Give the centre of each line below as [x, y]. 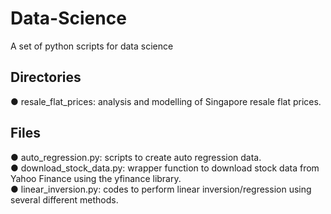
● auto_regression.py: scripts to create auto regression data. [136, 157]
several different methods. [64, 199]
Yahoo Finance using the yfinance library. [96, 178]
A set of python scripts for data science [92, 46]
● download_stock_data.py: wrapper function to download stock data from [165, 168]
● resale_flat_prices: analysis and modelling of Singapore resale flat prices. [166, 101]
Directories [46, 77]
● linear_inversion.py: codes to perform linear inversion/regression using [161, 189]
